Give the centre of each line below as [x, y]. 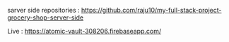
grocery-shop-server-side [45, 17]
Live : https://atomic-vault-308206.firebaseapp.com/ [84, 31]
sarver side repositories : [43, 10]
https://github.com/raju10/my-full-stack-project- [151, 10]
